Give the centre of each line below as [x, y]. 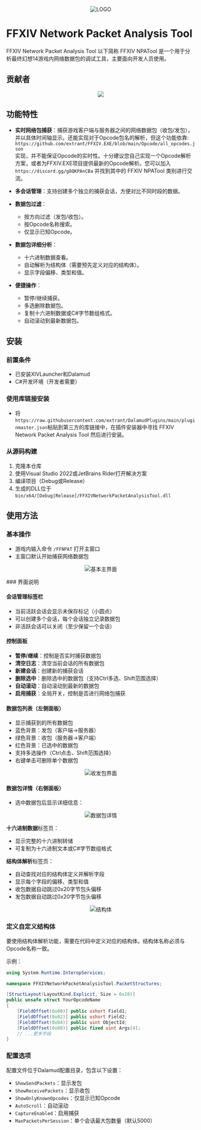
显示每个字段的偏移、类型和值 [52, 882]
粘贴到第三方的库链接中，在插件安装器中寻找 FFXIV [111, 427]
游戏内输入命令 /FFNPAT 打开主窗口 [57, 549]
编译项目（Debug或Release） [51, 481]
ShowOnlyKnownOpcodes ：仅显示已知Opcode [67, 1098]
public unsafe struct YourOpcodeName [53, 1000]
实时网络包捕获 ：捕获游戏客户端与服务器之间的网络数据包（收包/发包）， [104, 130]
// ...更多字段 [34, 1034]
